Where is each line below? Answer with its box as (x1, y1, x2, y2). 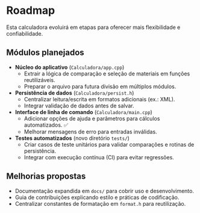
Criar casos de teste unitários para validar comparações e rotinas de (23, 141, 195, 148)
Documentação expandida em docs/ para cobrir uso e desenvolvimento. (14, 187, 195, 194)
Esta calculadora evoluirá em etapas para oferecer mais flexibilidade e (6, 24, 181, 31)
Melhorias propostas (6, 171, 86, 182)
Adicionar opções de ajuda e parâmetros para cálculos (23, 115, 160, 122)
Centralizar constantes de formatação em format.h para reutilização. (14, 200, 186, 207)
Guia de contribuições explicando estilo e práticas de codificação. (14, 194, 180, 201)
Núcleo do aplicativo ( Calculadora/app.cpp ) (14, 63, 125, 71)
